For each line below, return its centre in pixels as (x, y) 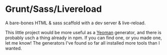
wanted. (14, 48)
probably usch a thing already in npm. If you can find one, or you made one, (83, 38)
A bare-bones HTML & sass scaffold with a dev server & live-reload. (75, 23)
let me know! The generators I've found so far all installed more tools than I (82, 43)
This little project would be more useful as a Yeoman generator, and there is (83, 32)
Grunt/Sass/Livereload (53, 9)
